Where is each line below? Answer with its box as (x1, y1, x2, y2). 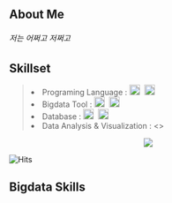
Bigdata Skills (9, 180, 86, 195)
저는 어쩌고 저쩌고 (9, 33, 71, 43)
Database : (41, 111, 82, 122)
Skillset (9, 61, 51, 76)
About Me (9, 7, 64, 22)
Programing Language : (41, 87, 128, 98)
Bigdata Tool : (41, 99, 93, 109)
